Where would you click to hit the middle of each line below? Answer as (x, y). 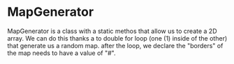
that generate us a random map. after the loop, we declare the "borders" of (115, 45)
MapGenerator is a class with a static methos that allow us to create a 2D (112, 31)
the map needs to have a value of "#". (62, 53)
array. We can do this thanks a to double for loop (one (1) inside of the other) (117, 38)
